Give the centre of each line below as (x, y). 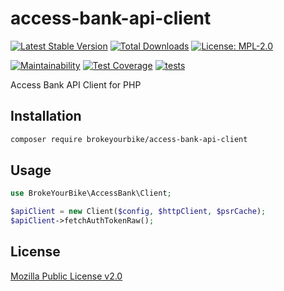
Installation (46, 116)
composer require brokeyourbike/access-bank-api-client (129, 139)
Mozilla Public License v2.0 (66, 276)
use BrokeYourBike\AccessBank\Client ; (91, 193)
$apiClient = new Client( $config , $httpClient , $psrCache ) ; (138, 212)
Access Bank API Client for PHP (76, 84)
